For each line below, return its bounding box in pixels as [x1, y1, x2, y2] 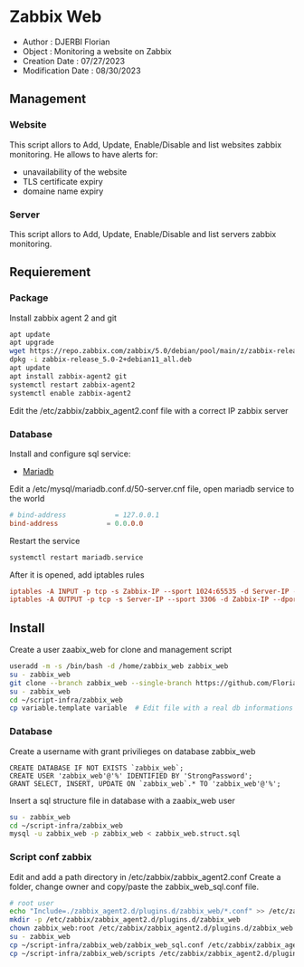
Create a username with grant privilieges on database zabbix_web [9, 745, 256, 757]
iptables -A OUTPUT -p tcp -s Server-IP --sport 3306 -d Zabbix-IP [9, 595, 270, 604]
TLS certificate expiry [22, 176, 104, 187]
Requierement [9, 264, 91, 280]
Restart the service [9, 535, 81, 546]
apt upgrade [9, 338, 54, 348]
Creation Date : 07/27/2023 [22, 55, 125, 66]
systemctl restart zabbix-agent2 [9, 380, 136, 389]
